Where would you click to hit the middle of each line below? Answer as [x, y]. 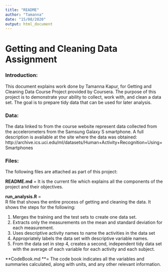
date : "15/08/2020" [26, 19]
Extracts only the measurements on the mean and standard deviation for [87, 223]
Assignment [31, 60]
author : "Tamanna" [24, 15]
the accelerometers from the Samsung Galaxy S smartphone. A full [74, 132]
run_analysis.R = [23, 196]
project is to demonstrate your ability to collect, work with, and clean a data [83, 97]
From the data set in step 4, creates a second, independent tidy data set [87, 244]
